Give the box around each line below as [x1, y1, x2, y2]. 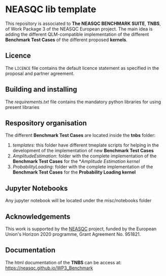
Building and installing [5, 85, 77, 94]
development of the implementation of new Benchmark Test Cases [12, 148, 154, 154]
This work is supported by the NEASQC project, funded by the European [5, 226, 157, 232]
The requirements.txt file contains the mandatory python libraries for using [5, 98, 161, 105]
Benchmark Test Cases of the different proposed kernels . [5, 37, 128, 43]
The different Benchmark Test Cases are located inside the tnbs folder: [5, 132, 156, 139]
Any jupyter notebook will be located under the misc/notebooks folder [5, 198, 152, 204]
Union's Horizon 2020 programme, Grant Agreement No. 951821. [5, 231, 141, 237]
